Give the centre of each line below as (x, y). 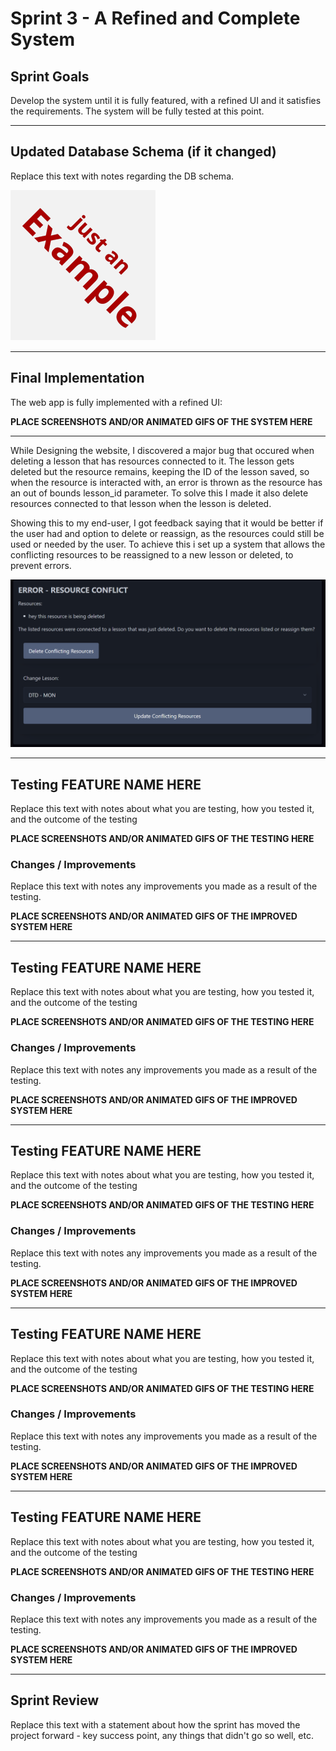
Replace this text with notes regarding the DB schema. (122, 176)
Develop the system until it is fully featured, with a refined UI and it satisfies (166, 100)
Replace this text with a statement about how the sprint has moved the (155, 1724)
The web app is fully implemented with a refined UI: (116, 402)
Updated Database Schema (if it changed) (143, 152)
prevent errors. (41, 565)
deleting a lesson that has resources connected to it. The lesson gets (152, 461)
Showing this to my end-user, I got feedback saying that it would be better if (167, 523)
